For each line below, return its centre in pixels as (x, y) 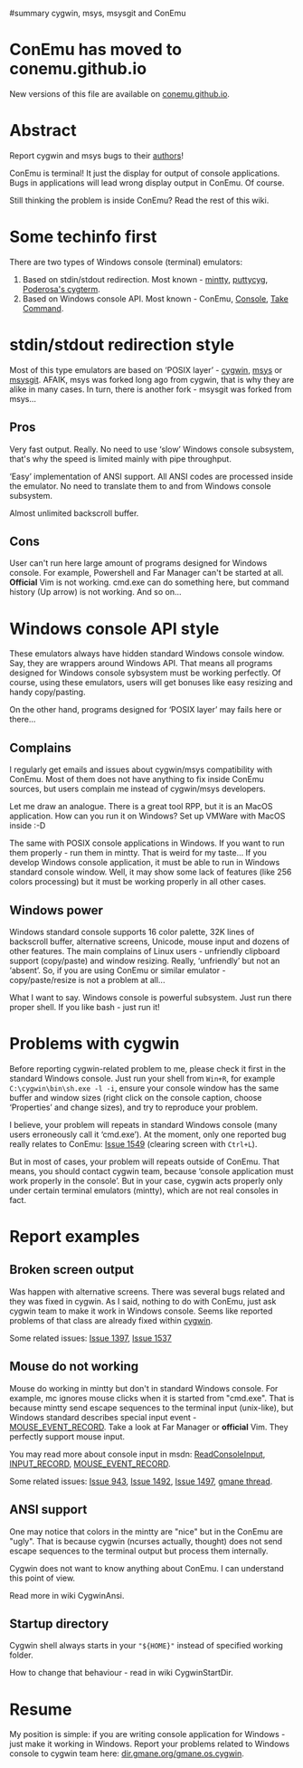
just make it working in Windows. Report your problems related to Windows (150, 1744)
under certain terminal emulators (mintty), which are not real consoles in (144, 1190)
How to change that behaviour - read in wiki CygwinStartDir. (121, 1673)
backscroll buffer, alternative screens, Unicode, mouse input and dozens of (150, 941)
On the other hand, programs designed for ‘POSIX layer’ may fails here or (146, 710)
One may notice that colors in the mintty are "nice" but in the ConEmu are (146, 1531)
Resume (41, 1709)
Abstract (43, 131)
